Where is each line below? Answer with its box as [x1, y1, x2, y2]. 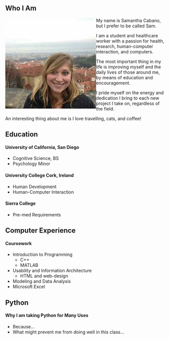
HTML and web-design [20, 273, 68, 279]
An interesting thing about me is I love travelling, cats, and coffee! [5, 116, 141, 122]
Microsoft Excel [12, 284, 45, 290]
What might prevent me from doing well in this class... [12, 329, 125, 335]
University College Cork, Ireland [5, 173, 74, 178]
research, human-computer [96, 43, 153, 49]
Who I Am [5, 4, 37, 13]
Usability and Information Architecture [12, 267, 92, 274]
